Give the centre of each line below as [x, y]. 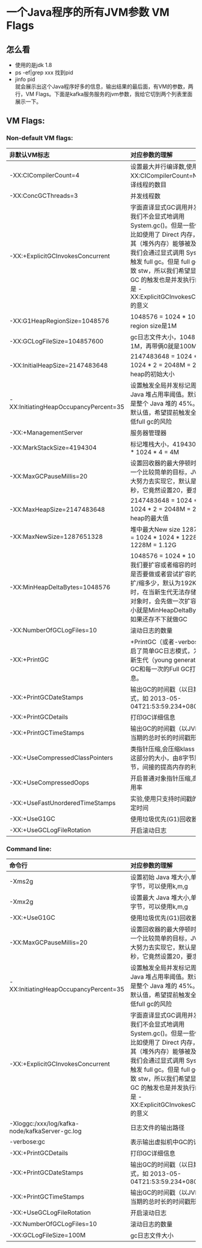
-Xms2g [21, 881]
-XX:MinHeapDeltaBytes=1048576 [60, 587]
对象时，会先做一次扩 [161, 601]
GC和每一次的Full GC [160, 669]
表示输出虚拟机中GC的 [162, 1142]
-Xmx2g [21, 902]
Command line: [29, 848]
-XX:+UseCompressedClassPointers [61, 757]
